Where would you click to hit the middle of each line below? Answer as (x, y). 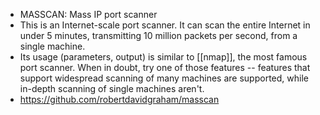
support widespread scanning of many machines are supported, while (164, 78)
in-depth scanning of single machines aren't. (112, 88)
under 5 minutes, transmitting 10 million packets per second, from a (158, 35)
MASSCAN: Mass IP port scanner (88, 14)
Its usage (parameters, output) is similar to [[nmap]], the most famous (163, 57)
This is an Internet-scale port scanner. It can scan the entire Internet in (165, 25)
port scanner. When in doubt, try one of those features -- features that (165, 67)
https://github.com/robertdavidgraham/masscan (119, 99)
